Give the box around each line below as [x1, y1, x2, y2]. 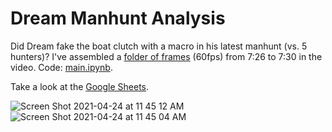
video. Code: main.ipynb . [10, 61, 113, 73]
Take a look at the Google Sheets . [10, 80, 150, 92]
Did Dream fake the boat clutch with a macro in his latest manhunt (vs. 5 [10, 40, 308, 52]
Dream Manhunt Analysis [10, 7, 226, 30]
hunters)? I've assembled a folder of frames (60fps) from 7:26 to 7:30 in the [10, 50, 323, 62]
